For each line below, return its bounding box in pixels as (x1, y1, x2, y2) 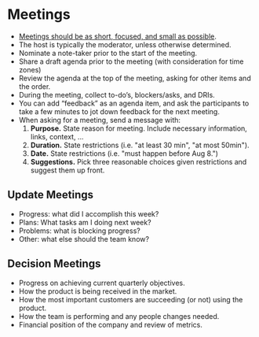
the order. (18, 81, 51, 91)
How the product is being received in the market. (18, 286, 177, 296)
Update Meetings (7, 188, 94, 202)
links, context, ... (30, 131, 84, 141)
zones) (18, 65, 42, 74)
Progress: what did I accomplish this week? (18, 209, 159, 218)
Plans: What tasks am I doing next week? (18, 217, 151, 227)
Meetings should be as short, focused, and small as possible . (18, 31, 217, 41)
